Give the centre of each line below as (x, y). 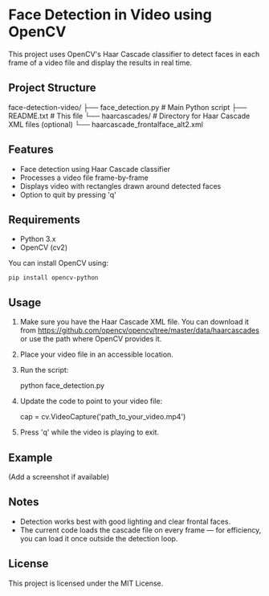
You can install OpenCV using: (59, 263)
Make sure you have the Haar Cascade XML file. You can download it (134, 322)
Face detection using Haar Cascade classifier (95, 169)
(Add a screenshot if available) (59, 477)
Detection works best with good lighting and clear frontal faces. (125, 521)
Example (31, 457)
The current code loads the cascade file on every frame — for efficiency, (141, 530)
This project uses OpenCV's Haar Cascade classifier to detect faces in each (134, 54)
